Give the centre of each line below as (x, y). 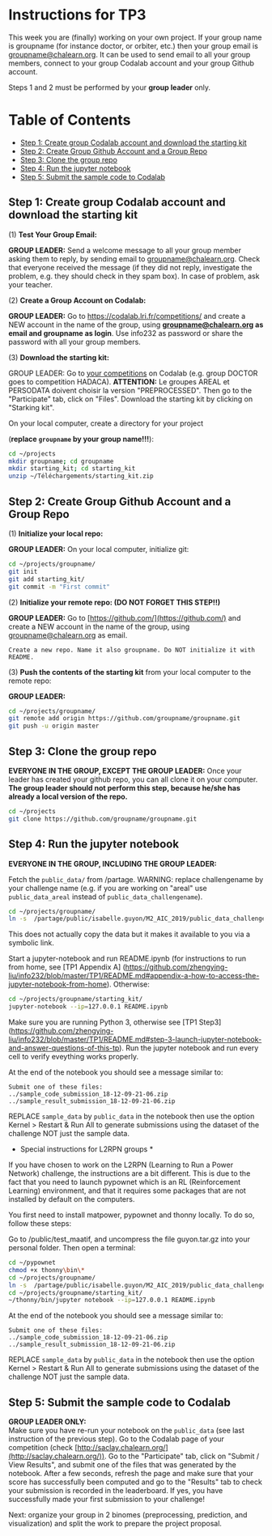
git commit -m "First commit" (59, 587)
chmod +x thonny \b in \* (47, 1270)
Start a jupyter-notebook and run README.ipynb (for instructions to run (127, 959)
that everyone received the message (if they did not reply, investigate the (130, 267)
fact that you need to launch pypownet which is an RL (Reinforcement (125, 1182)
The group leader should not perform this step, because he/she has (125, 787)
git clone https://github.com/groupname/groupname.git (103, 819)
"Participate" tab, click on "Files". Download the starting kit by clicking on (131, 399)
